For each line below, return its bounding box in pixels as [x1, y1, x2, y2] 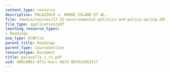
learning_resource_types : [5, 26, 60, 31]
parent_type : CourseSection [5, 45, 65, 50]
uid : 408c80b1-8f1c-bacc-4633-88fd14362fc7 [5, 59, 99, 64]
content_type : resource [5, 7, 56, 13]
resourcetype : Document [5, 50, 56, 55]
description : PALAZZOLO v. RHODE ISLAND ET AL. [5, 12, 108, 17]
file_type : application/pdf [5, 21, 65, 27]
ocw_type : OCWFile [5, 36, 44, 41]
